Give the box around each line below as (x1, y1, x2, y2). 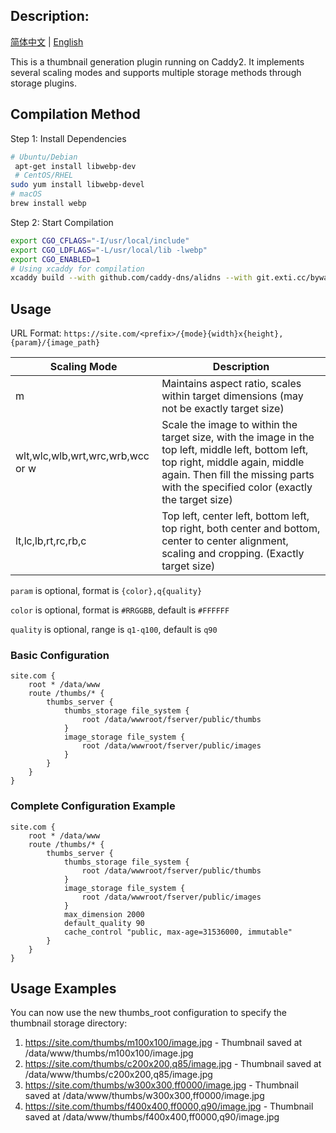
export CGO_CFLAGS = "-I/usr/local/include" (10, 235, 190, 246)
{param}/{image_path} (10, 338, 101, 348)
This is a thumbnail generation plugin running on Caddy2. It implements (10, 55, 305, 68)
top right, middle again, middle (161, 455, 305, 469)
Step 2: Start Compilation (10, 216, 114, 228)
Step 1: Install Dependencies (10, 132, 127, 144)
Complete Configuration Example (10, 799, 176, 813)
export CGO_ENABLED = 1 (10, 254, 101, 264)
